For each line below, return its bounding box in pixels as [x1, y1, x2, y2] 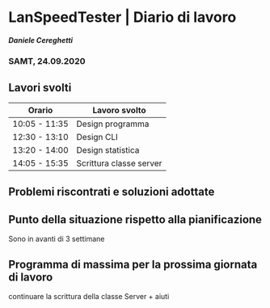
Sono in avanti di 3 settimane [8, 234, 105, 244]
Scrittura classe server [76, 158, 162, 169]
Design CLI [76, 131, 119, 142]
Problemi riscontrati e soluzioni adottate [8, 185, 215, 199]
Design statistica [76, 144, 140, 155]
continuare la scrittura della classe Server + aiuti [8, 291, 170, 301]
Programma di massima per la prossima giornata [8, 257, 258, 271]
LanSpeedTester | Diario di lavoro [8, 8, 237, 27]
